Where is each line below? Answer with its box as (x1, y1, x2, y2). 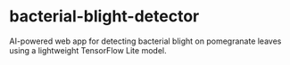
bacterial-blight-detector (9, 6, 200, 27)
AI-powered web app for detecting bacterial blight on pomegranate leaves (9, 36, 282, 46)
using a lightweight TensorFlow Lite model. (9, 45, 167, 55)
